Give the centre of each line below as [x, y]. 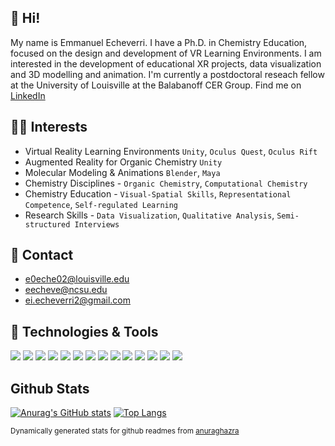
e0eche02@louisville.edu [77, 279]
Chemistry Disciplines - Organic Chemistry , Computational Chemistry [166, 183]
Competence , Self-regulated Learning [101, 204]
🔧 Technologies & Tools [84, 331]
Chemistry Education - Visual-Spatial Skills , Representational [158, 193]
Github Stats [50, 388]
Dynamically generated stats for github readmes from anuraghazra [125, 431]
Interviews [97, 224]
